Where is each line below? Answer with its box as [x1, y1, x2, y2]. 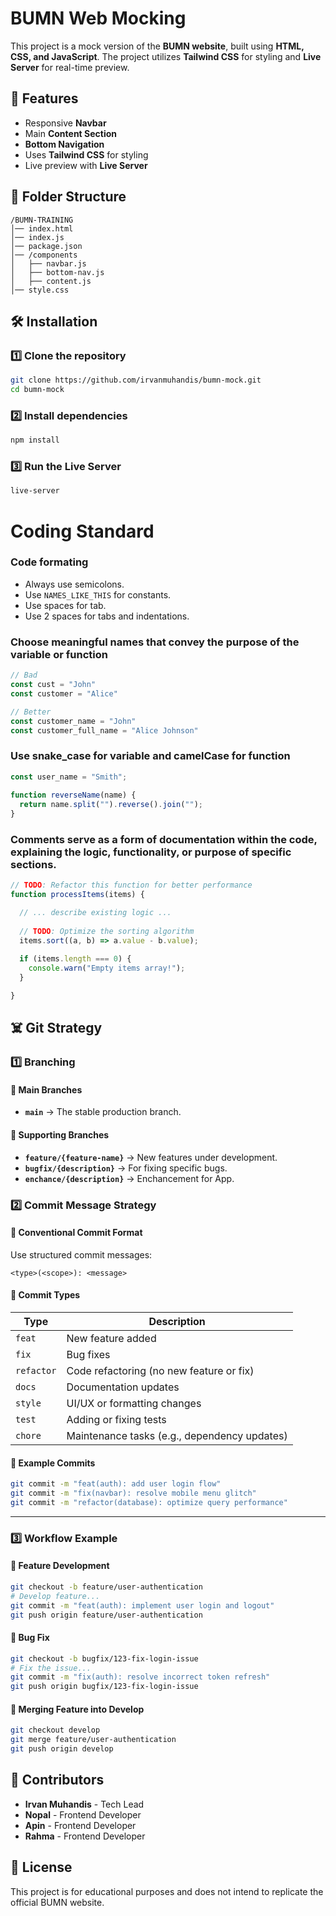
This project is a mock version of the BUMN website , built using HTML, [10, 40, 305, 52]
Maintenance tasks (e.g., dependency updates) [66, 1429, 288, 1443]
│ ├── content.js [10, 276, 92, 286]
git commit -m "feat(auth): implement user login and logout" [10, 1600, 275, 1611]
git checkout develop [10, 1725, 101, 1736]
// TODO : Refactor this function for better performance [10, 880, 253, 891]
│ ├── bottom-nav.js [10, 267, 105, 277]
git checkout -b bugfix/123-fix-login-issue [10, 1653, 199, 1664]
